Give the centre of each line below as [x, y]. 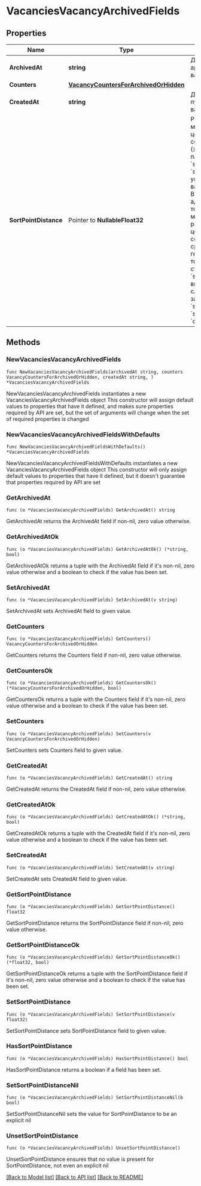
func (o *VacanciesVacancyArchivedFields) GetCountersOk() [81, 683]
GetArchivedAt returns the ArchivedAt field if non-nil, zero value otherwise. [99, 521]
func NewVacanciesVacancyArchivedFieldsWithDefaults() [76, 447]
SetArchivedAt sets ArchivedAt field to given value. [69, 611]
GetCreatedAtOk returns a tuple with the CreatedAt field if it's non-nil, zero [98, 833]
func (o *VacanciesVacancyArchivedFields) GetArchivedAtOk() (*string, [97, 549]
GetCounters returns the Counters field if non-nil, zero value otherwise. [94, 655]
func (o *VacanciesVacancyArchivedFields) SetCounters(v [79, 734]
